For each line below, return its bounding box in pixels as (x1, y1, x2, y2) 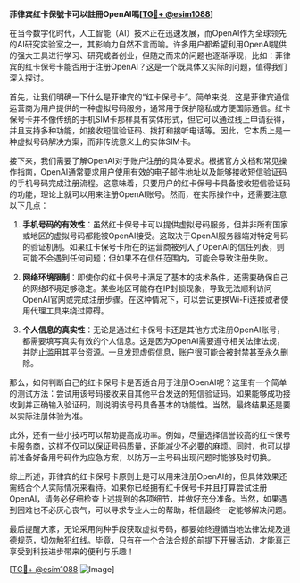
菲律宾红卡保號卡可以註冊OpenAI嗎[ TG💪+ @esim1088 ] (9, 9, 214, 19)
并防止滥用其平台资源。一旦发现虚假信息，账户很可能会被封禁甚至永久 (21, 347, 281, 357)
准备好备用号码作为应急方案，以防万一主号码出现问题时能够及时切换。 (16, 452, 275, 462)
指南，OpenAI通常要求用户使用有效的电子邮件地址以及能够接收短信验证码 (16, 167, 287, 177)
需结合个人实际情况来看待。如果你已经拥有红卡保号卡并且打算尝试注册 (9, 483, 268, 493)
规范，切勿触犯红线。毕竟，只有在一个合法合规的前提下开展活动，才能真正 (16, 535, 291, 545)
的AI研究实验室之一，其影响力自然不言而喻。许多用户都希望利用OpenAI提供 (9, 39, 287, 49)
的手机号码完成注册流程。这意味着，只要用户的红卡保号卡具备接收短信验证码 (9, 178, 291, 188)
